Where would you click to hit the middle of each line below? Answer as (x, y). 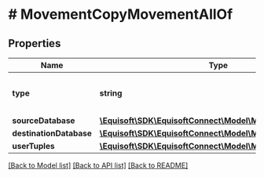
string (111, 93)
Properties (35, 43)
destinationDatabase (52, 133)
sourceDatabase (44, 121)
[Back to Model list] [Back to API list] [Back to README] (98, 165)
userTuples (33, 146)
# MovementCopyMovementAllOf (121, 14)
